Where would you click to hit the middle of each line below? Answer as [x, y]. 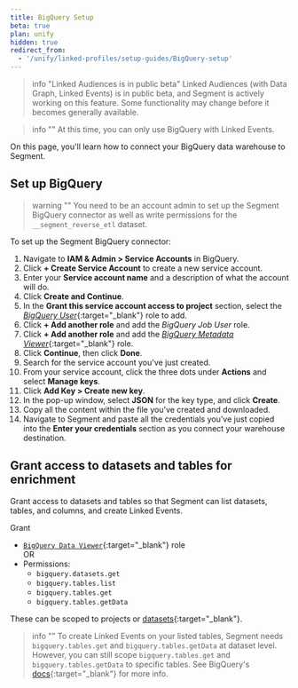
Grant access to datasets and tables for [122, 466]
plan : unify [32, 34]
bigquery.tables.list [76, 583]
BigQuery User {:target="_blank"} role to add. [105, 315]
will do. [36, 287]
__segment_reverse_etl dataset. [90, 224]
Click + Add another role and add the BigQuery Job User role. [137, 324]
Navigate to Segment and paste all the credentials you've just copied [149, 419]
